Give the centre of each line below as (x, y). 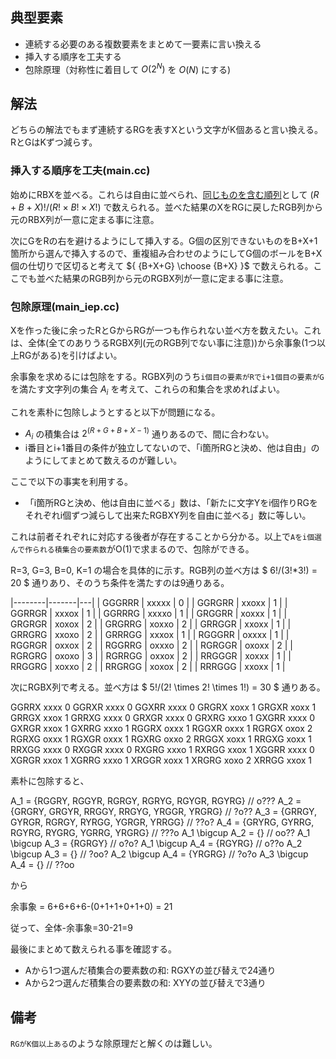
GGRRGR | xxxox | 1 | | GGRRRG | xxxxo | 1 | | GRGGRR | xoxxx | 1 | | (149, 614)
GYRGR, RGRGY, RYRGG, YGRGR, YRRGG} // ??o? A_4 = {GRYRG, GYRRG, (162, 822)
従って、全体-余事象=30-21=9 (71, 928)
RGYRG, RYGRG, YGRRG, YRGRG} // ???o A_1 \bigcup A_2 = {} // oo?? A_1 (160, 833)
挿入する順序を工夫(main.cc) (80, 171)
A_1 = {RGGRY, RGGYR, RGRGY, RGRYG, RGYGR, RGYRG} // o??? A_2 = (156, 801)
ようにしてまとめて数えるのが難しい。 (103, 460)
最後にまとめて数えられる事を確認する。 (93, 949)
